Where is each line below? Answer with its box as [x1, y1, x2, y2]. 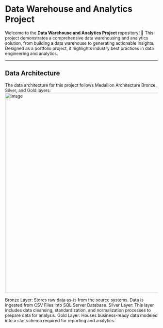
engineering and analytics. [5, 50, 58, 56]
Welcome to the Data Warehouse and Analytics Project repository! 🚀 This [5, 30, 154, 36]
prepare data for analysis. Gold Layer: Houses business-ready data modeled [5, 312, 158, 318]
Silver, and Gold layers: [5, 87, 51, 93]
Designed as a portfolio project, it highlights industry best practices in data [5, 45, 154, 51]
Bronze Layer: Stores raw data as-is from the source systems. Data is [5, 297, 144, 303]
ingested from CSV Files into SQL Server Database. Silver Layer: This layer [5, 302, 154, 308]
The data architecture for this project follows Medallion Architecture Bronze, [5, 82, 157, 88]
